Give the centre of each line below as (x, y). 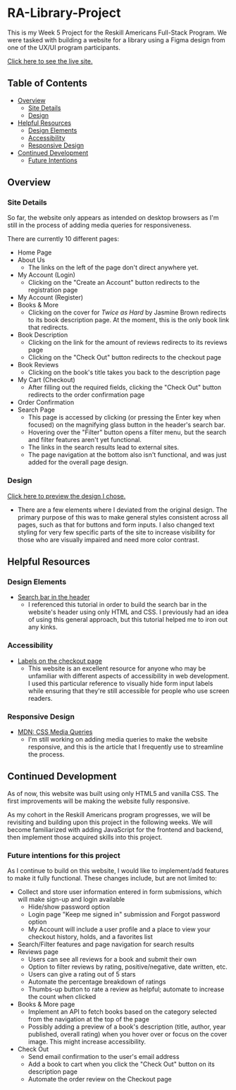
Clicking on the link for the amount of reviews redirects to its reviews (128, 343)
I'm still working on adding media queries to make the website (118, 740)
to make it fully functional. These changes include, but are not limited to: (112, 878)
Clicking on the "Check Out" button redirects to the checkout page (125, 357)
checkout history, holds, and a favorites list (90, 937)
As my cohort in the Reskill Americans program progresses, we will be (109, 814)
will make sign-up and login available (71, 900)
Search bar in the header (54, 597)
